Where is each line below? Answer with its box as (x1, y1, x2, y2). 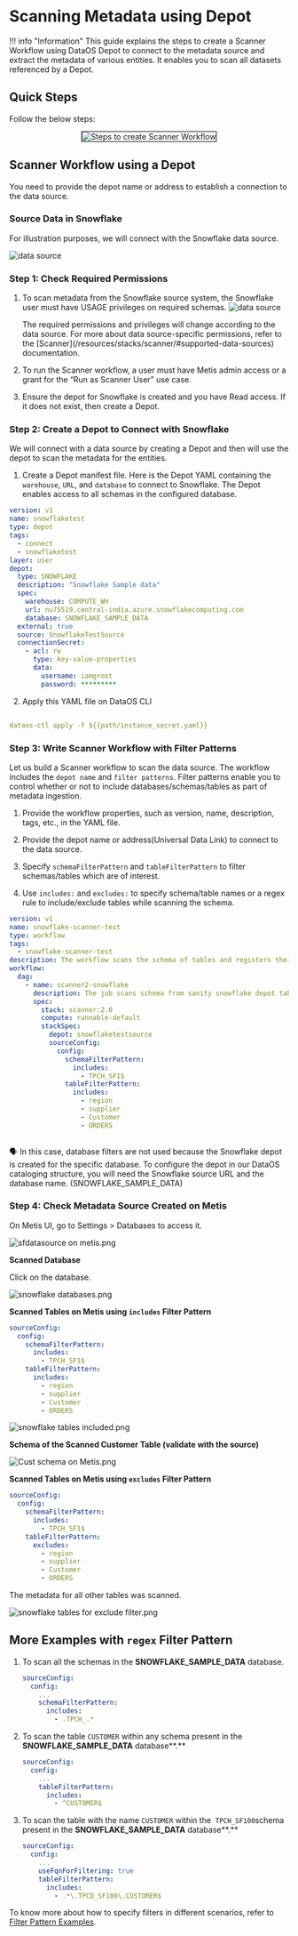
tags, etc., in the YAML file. (21, 816, 122, 828)
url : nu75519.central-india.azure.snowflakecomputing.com (25, 605, 244, 615)
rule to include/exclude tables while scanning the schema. (21, 896, 235, 908)
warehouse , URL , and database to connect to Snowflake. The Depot (21, 479, 261, 490)
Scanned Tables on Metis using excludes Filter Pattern (9, 1474, 212, 1484)
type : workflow (9, 931, 66, 940)
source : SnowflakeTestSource (17, 630, 125, 639)
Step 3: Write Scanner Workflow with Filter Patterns (9, 742, 237, 754)
